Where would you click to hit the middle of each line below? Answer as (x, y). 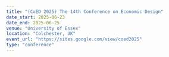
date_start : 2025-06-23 (36, 17)
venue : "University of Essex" (44, 28)
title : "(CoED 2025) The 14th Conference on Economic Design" (85, 12)
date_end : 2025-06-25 (33, 23)
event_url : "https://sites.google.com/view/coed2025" (74, 39)
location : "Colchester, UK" (41, 34)
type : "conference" (30, 45)
